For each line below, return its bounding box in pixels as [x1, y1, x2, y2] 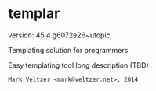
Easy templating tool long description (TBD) [8, 60, 149, 70]
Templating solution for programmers [8, 45, 129, 54]
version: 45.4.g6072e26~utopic [8, 30, 111, 40]
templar [8, 5, 60, 23]
